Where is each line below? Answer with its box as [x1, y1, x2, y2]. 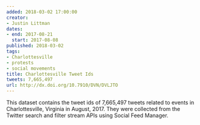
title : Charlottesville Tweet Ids [6, 71, 94, 77]
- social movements [6, 65, 56, 72]
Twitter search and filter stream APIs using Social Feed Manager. [6, 112, 169, 119]
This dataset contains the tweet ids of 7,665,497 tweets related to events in [6, 99, 195, 106]
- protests [6, 59, 34, 66]
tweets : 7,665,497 [6, 76, 53, 83]
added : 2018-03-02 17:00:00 [6, 8, 78, 15]
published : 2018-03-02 [6, 43, 64, 49]
